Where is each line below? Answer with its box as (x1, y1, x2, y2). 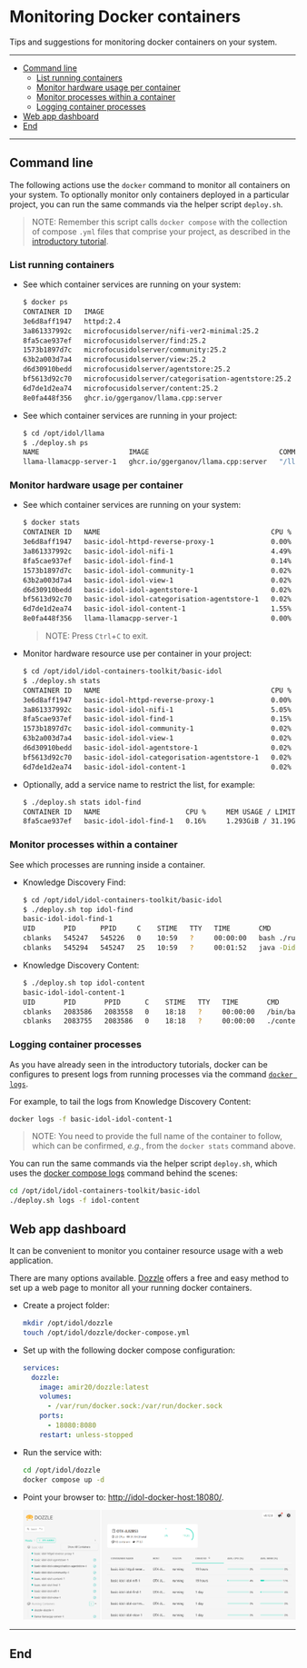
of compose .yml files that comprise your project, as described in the (31, 225, 291, 237)
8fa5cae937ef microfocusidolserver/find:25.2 (22, 336, 206, 345)
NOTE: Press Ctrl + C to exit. (45, 630, 149, 641)
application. (9, 1256, 54, 1266)
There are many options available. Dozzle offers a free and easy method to (9, 1273, 289, 1283)
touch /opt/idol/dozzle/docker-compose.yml (22, 1328, 191, 1337)
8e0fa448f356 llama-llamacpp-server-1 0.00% (22, 614, 292, 623)
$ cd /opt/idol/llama (22, 429, 104, 438)
